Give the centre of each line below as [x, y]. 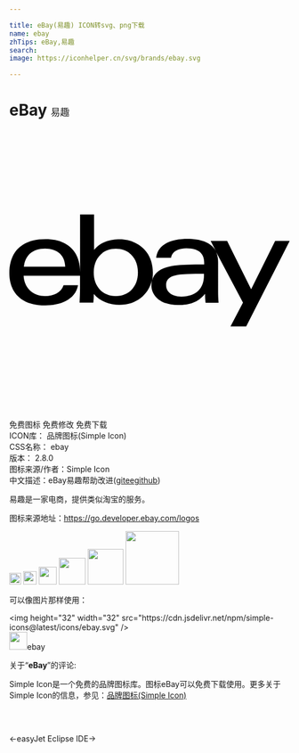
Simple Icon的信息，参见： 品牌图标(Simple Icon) [98, 695]
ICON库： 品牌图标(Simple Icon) [68, 436]
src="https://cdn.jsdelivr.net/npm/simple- [198, 618]
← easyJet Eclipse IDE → [53, 739]
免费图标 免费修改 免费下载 [58, 425]
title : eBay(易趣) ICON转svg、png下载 [77, 25]
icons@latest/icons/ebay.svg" [64, 627]
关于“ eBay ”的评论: [43, 666]
